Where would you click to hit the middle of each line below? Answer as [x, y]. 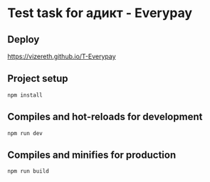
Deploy [23, 39]
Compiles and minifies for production [92, 155]
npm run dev [25, 133]
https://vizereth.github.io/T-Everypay [62, 56]
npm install [25, 95]
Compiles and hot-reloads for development [105, 117]
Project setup [38, 79]
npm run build [28, 171]
